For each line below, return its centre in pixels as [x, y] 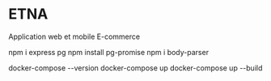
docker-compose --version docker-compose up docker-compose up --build [135, 68]
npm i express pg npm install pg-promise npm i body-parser [108, 52]
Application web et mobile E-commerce [74, 36]
